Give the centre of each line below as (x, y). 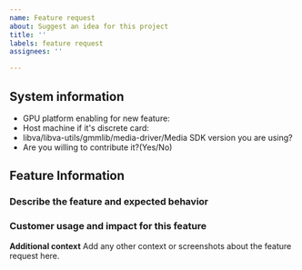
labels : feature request (56, 43)
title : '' (28, 35)
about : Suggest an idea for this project (89, 26)
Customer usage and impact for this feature (108, 226)
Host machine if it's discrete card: (86, 127)
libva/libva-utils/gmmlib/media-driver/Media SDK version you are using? (157, 137)
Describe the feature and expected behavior (109, 202)
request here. (35, 255)
